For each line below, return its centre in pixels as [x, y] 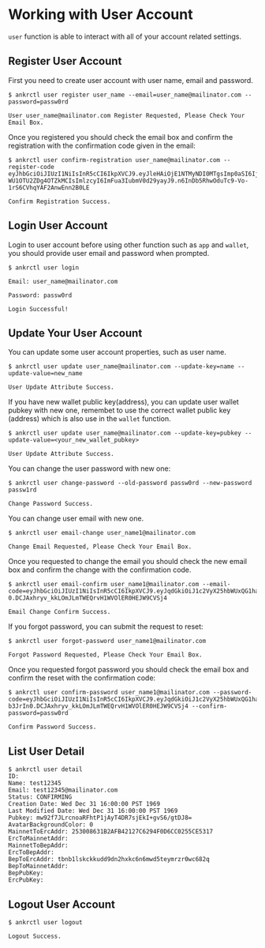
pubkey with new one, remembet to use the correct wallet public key [119, 410]
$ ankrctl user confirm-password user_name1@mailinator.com [109, 693]
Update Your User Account [75, 333]
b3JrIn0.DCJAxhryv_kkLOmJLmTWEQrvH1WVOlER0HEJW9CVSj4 [99, 706]
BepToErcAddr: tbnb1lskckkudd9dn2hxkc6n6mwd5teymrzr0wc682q [109, 860]
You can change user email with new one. [76, 518]
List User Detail [47, 751]
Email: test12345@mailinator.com [63, 790]
